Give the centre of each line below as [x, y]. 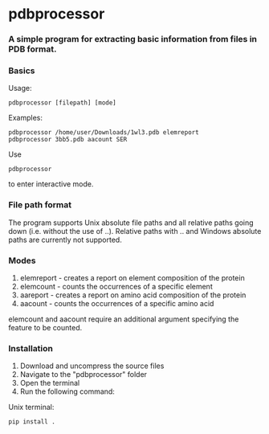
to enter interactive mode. [51, 184]
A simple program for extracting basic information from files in [133, 39]
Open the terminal [50, 383]
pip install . [32, 422]
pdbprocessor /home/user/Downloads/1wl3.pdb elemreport [104, 133]
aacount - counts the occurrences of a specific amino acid [117, 303]
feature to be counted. [45, 328]
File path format [40, 205]
